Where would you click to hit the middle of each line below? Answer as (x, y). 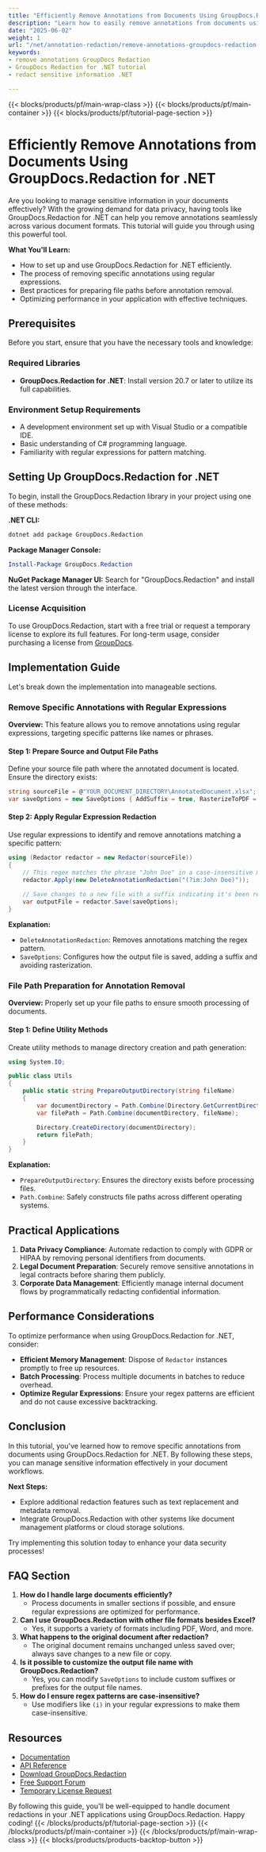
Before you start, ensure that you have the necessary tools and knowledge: (131, 343)
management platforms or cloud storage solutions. (102, 1527)
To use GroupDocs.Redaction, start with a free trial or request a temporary (129, 626)
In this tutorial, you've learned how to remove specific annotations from (125, 1446)
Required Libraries (44, 364)
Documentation (45, 1757)
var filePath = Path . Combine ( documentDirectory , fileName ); (138, 1113)
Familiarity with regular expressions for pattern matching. (113, 452)
